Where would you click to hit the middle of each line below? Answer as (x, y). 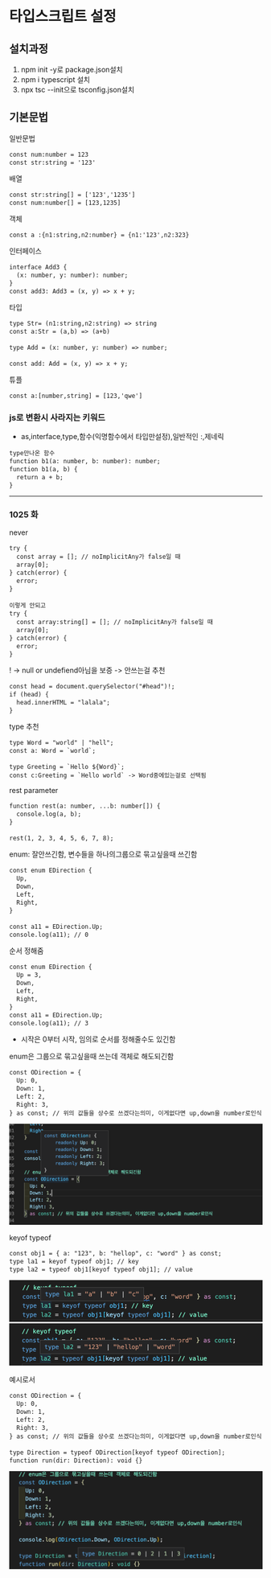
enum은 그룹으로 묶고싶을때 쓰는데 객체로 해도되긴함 (92, 1056)
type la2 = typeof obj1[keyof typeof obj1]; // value (101, 1269)
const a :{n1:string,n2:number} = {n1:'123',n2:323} (99, 235)
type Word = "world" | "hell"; (62, 743)
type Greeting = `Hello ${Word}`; (67, 767)
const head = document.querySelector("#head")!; (92, 687)
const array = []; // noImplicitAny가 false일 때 (99, 557)
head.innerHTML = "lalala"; (64, 703)
